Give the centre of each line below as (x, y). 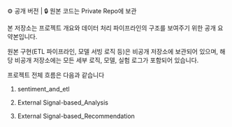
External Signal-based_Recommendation (76, 116)
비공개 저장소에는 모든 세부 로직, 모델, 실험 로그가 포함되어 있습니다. (107, 60)
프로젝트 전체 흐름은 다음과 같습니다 (56, 75)
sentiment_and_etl (43, 89)
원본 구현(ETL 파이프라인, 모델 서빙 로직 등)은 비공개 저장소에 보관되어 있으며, (113, 51)
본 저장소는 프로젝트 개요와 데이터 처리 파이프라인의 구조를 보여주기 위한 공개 (112, 28)
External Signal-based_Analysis (63, 103)
